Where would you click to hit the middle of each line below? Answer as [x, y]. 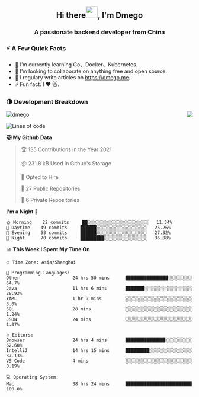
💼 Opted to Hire [40, 177]
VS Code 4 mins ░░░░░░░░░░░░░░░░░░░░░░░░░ [99, 361]
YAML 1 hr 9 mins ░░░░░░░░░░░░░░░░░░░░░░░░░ [99, 299]
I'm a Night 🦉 [22, 212]
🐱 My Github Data [29, 137]
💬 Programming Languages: [38, 273]
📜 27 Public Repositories [50, 188]
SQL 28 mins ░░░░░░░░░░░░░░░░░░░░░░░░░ [99, 309]
